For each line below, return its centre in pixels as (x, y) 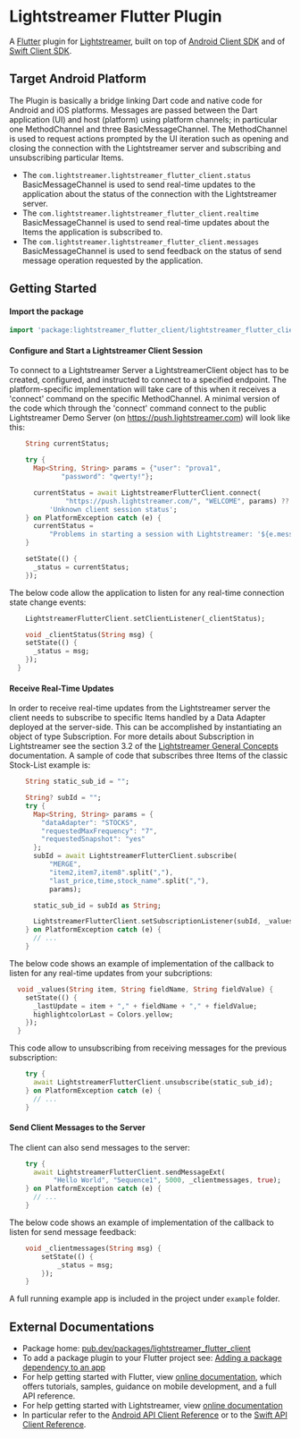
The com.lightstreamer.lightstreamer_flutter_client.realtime (140, 213)
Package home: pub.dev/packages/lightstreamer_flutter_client (137, 1349)
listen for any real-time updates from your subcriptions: (111, 973)
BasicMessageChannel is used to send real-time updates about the (146, 222)
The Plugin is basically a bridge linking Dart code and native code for (136, 100)
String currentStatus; (67, 444)
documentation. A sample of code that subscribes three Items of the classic (149, 756)
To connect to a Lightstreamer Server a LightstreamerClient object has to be (149, 370)
